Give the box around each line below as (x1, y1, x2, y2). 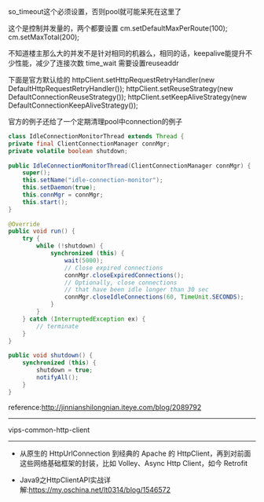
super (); (22, 169, 51, 177)
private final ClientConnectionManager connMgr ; (8, 140, 170, 148)
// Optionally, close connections (64, 278, 178, 287)
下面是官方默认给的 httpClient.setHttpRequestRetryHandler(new (8, 75, 215, 84)
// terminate (36, 322, 79, 330)
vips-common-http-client (8, 425, 90, 434)
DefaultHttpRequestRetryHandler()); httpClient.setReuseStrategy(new (8, 84, 233, 93)
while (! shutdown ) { (36, 242, 104, 250)
